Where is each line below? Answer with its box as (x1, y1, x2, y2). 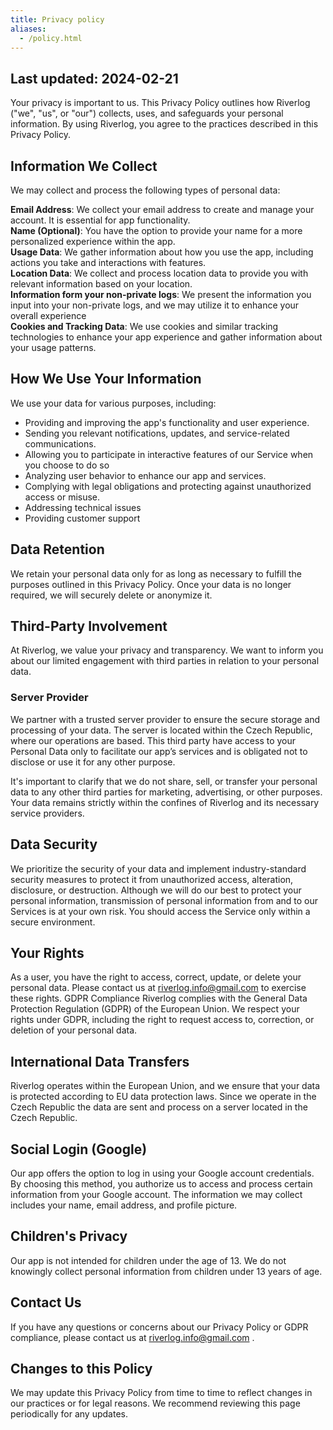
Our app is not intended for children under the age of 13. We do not (10, 1254, 287, 1266)
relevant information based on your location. (10, 278, 193, 290)
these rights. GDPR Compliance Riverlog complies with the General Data (10, 992, 308, 1005)
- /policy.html (19, 33, 83, 43)
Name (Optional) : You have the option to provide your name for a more (10, 225, 303, 236)
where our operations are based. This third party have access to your (10, 734, 297, 746)
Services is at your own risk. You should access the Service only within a (10, 905, 311, 917)
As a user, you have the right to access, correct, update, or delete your (10, 971, 302, 983)
